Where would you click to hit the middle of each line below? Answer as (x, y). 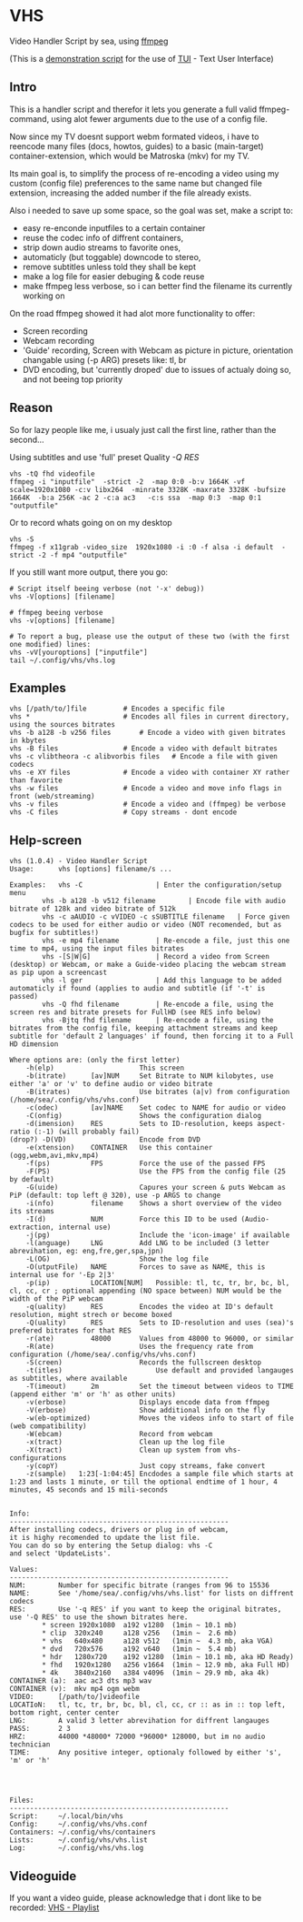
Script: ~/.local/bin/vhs (67, 1816)
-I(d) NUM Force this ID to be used (132, 1220)
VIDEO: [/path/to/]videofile (75, 1697)
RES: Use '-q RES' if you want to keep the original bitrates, (146, 1610)
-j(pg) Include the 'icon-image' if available (158, 1235)
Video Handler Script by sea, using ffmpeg (89, 41)
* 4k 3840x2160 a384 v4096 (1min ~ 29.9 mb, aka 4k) (156, 1673)
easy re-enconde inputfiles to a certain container (114, 227)
